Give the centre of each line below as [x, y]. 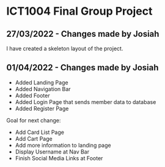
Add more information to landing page [63, 145]
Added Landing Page [42, 82]
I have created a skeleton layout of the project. [65, 48]
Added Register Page [42, 108]
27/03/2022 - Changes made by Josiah [83, 34]
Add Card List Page [39, 132]
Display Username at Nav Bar [52, 152]
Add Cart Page [34, 138]
